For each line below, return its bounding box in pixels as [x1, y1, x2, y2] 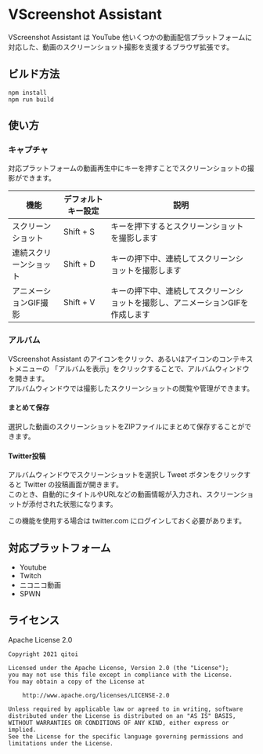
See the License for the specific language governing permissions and [8, 732, 243, 741]
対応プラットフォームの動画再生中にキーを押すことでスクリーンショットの [8, 163, 248, 173]
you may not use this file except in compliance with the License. [8, 671, 233, 679]
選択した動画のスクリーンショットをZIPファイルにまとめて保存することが [8, 421, 245, 431]
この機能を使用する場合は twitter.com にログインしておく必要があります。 [8, 516, 247, 526]
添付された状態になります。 [28, 500, 117, 509]
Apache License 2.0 [8, 635, 73, 644]
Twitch [19, 570, 41, 580]
